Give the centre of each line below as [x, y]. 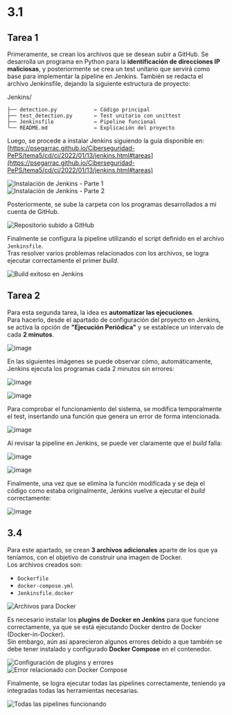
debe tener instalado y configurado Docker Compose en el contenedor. [109, 649]
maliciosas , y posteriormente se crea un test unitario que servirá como [109, 69]
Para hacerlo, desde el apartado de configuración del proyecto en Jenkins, [114, 320]
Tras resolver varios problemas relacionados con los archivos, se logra [108, 253]
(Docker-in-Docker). [36, 634]
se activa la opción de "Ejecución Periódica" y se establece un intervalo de [115, 327]
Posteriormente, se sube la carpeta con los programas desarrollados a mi [112, 204]
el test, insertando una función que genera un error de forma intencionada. [114, 416]
